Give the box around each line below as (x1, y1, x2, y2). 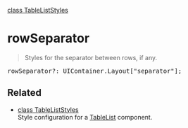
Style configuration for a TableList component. (17, 113, 153, 121)
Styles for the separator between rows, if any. (24, 53, 158, 62)
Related (7, 87, 42, 99)
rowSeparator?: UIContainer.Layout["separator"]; (7, 66, 182, 75)
